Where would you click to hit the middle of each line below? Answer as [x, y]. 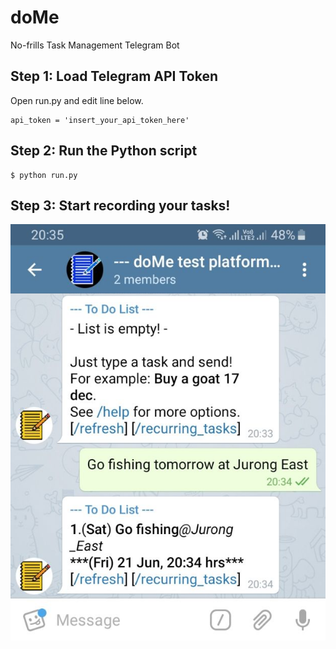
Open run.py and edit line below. [77, 100]
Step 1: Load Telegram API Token [114, 76]
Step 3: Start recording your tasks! [120, 205]
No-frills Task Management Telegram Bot [95, 45]
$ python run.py [44, 175]
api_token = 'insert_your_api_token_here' [100, 120]
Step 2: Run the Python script [104, 151]
